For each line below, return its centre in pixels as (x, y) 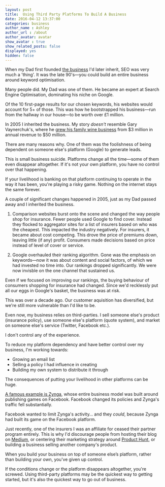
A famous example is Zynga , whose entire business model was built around (82, 394)
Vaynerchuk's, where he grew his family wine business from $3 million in (79, 130)
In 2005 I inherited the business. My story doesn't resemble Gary (71, 124)
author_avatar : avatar (28, 37)
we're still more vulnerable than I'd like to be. (50, 306)
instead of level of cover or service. (48, 245)
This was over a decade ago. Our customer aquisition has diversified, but (79, 300)
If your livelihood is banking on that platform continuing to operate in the (78, 179)
